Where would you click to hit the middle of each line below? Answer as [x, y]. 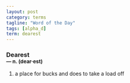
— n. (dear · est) [25, 62]
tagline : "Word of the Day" [41, 23]
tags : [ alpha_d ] [26, 28]
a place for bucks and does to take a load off [69, 74]
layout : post [22, 12]
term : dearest [24, 34]
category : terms [26, 17]
